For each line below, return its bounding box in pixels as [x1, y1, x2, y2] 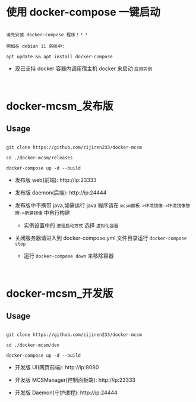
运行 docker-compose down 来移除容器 [23, 252, 114, 259]
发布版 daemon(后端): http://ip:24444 [14, 189, 107, 196]
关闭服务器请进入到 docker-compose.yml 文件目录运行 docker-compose [14, 234, 187, 241]
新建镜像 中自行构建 [24, 209, 70, 216]
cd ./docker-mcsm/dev [6, 342, 60, 348]
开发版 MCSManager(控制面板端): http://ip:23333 [14, 376, 135, 384]
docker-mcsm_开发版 [6, 287, 113, 300]
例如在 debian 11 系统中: [6, 43, 65, 49]
